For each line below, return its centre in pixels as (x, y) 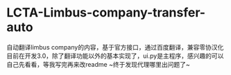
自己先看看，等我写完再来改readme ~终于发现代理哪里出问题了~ (98, 64)
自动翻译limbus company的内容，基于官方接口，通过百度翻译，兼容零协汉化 (115, 47)
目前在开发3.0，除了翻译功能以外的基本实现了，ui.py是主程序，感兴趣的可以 (115, 56)
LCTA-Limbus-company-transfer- (106, 13)
